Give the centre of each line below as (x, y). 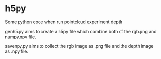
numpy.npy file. (20, 37)
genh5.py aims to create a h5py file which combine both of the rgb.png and (81, 31)
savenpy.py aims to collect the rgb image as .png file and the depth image (79, 46)
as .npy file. (17, 51)
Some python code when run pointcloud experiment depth (64, 22)
